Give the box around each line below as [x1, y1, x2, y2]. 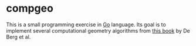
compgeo [6, 2, 54, 15]
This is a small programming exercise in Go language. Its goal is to [6, 21, 166, 28]
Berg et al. [6, 33, 31, 40]
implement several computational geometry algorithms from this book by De [6, 27, 191, 34]
